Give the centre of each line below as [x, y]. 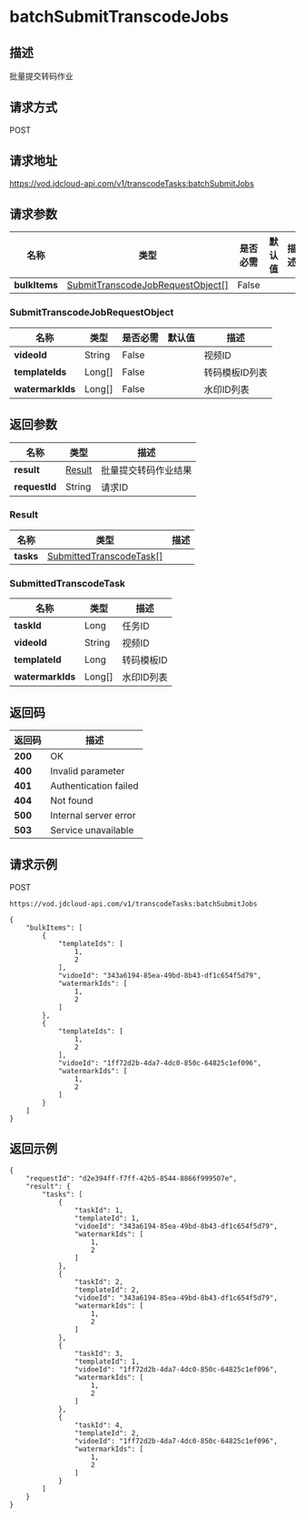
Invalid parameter [88, 770]
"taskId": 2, [99, 1282]
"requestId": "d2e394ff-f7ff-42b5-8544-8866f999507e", [132, 1178]
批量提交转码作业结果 [147, 470]
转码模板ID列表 [236, 372]
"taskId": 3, [99, 1353]
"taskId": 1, [99, 1210]
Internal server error [93, 815]
